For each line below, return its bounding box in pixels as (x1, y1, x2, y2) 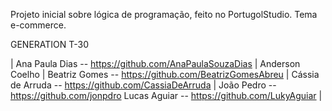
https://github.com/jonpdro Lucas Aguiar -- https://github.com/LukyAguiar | (10, 90, 323, 101)
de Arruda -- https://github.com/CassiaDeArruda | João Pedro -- (10, 79, 277, 91)
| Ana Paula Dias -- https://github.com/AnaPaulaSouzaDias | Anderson (10, 58, 301, 69)
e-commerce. (10, 19, 67, 31)
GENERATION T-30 (10, 39, 90, 50)
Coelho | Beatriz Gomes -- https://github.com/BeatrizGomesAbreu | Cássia (10, 69, 320, 80)
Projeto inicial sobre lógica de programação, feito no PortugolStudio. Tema (10, 9, 318, 20)
